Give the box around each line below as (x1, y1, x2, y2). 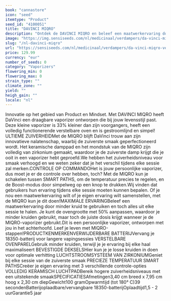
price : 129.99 (5, 50, 36, 55)
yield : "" (5, 88, 26, 93)
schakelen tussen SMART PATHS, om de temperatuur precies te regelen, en (5, 176, 164, 182)
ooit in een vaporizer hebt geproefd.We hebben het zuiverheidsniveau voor (5, 155, 163, 161)
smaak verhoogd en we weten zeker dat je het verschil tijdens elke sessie (5, 160, 160, 166)
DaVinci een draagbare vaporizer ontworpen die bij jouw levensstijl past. (5, 117, 157, 123)
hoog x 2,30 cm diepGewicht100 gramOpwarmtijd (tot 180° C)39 (5, 279, 140, 285)
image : (5, 36, 19, 41)
